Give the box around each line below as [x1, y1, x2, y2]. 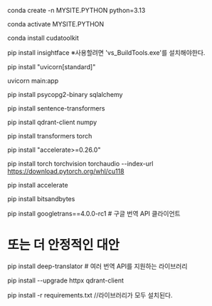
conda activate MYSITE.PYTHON [7, 20, 105, 28]
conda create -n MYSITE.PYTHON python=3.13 [7, 6, 146, 14]
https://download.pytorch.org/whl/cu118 [7, 167, 124, 175]
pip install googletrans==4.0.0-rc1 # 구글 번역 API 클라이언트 [7, 210, 181, 218]
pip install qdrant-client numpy [7, 118, 97, 126]
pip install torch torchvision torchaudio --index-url [7, 160, 154, 168]
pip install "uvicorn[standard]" [7, 63, 96, 71]
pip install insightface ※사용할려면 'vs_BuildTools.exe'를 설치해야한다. [7, 49, 206, 56]
